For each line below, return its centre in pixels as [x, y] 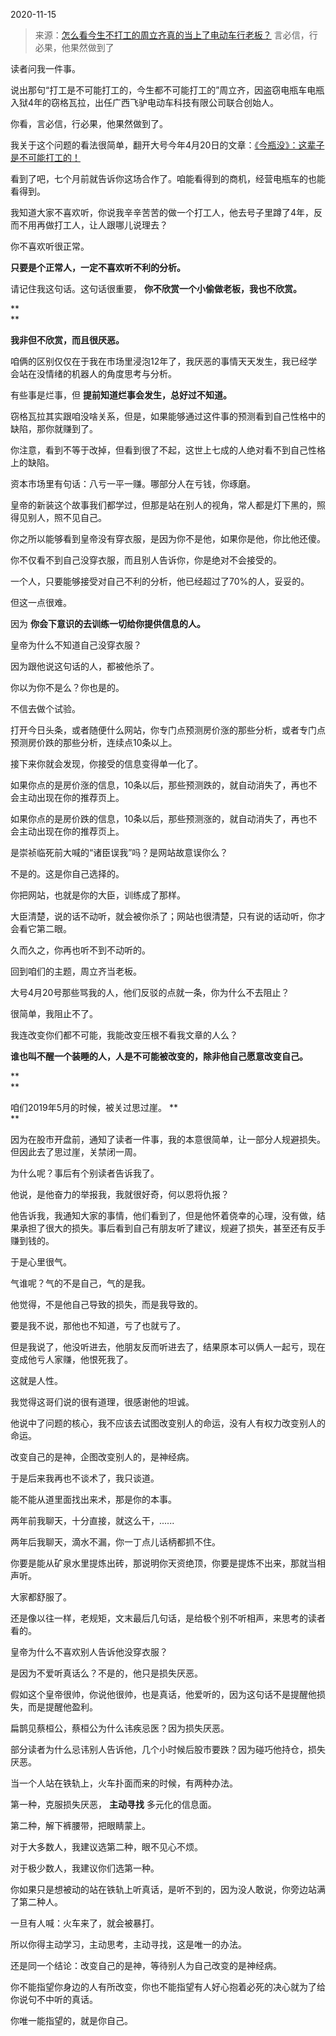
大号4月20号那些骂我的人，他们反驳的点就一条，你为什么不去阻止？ [150, 992]
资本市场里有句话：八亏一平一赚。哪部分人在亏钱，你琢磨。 [133, 483]
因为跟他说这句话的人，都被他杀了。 [85, 666]
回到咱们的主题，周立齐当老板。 [76, 971]
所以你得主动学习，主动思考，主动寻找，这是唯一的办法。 [128, 1944]
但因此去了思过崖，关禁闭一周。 [76, 1152]
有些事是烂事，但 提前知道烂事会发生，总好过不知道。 [121, 395]
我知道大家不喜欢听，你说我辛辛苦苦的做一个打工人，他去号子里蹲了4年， [162, 212]
